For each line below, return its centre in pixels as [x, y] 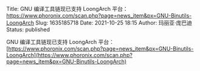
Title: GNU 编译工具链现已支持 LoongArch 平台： [67, 9]
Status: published [28, 29]
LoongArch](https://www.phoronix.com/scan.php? [69, 55]
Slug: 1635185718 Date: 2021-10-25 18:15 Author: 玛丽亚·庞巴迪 [114, 23]
